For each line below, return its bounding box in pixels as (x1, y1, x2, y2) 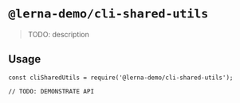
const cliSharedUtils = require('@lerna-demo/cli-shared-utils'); (8, 74, 234, 82)
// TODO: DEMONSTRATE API (8, 87, 94, 95)
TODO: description (27, 29, 90, 39)
